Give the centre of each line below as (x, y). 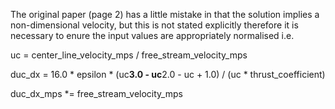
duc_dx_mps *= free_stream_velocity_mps (96, 93)
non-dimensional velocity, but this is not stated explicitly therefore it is (154, 25)
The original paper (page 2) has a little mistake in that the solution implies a (165, 14)
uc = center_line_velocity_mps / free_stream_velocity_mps (129, 55)
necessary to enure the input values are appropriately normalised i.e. (152, 35)
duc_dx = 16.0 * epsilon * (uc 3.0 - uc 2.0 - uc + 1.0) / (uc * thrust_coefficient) (168, 74)
